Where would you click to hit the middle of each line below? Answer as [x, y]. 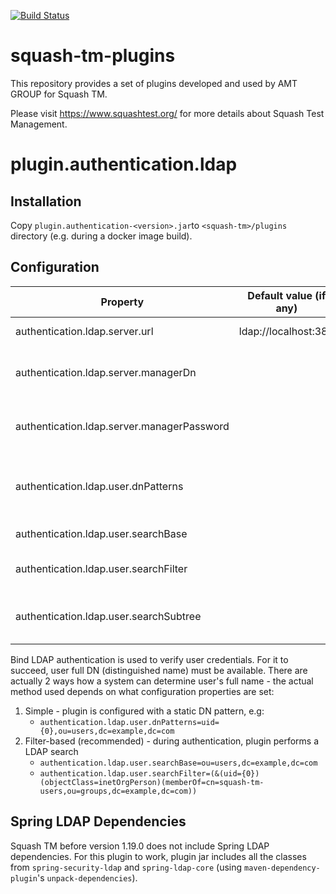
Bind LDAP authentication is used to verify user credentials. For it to [149, 659]
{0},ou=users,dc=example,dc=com [107, 731]
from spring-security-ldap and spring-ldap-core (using [126, 867]
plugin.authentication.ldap [124, 164]
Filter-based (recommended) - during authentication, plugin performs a [172, 741]
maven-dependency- [282, 868]
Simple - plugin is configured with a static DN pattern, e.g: [144, 711]
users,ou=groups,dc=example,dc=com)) [118, 791]
